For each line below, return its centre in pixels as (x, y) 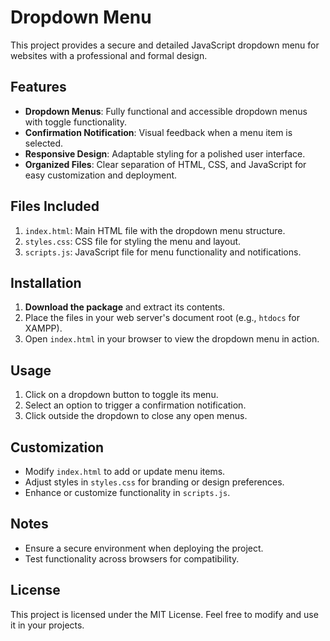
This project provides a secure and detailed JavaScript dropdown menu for (165, 45)
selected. (44, 143)
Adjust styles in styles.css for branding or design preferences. (154, 482)
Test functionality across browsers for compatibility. (132, 558)
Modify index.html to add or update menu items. (125, 471)
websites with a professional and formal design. (109, 55)
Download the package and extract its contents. (125, 307)
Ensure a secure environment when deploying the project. (144, 548)
